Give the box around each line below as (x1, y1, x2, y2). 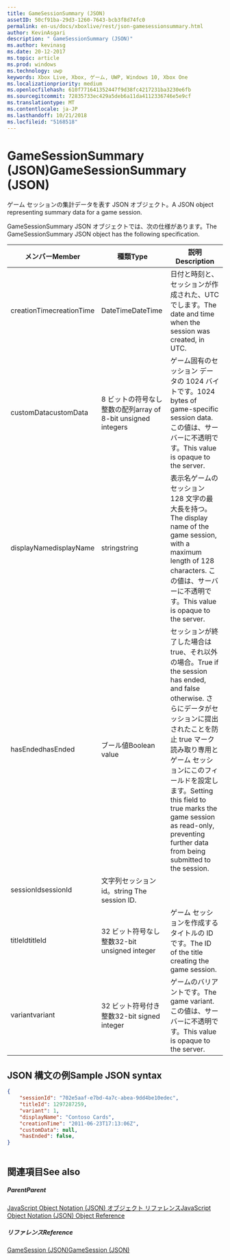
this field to (170, 795, 207, 805)
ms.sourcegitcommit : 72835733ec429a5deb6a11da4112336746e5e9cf (7, 93, 192, 100)
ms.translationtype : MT (7, 99, 75, 106)
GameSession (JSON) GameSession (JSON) (7, 1246, 130, 1255)
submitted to (170, 855, 211, 864)
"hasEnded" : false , (19, 1132, 75, 1140)
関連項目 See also (7, 1166, 81, 1178)
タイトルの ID (170, 928, 214, 938)
